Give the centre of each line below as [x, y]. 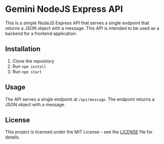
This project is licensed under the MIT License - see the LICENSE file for [79, 132]
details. [13, 137]
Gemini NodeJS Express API [64, 9]
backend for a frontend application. [41, 33]
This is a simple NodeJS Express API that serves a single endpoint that [77, 23]
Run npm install [29, 66]
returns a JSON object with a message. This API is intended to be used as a [82, 28]
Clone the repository [33, 61]
